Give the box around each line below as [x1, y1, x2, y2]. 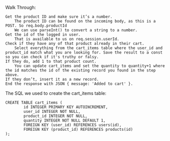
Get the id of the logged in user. [5, 32, 81, 37]
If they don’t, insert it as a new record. [5, 77, 99, 82]
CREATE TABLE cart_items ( [5, 100, 63, 105]
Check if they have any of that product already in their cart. [5, 41, 145, 46]
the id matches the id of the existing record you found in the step [5, 68, 156, 73]
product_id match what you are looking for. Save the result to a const [5, 50, 163, 55]
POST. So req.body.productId [5, 23, 67, 28]
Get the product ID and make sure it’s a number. [5, 14, 113, 19]
